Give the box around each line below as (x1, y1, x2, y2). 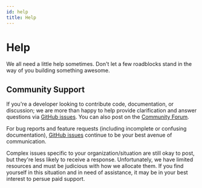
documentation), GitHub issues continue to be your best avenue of (6, 131, 172, 139)
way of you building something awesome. (6, 67, 110, 74)
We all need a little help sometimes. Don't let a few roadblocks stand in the (6, 60, 192, 68)
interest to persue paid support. (6, 175, 85, 183)
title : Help (6, 15, 36, 21)
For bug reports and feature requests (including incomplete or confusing (6, 125, 187, 132)
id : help (6, 8, 28, 15)
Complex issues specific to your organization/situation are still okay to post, (6, 149, 195, 157)
